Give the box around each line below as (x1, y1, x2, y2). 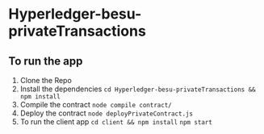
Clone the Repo (19, 76, 73, 85)
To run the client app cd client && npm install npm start (19, 117, 212, 126)
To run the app (8, 54, 83, 68)
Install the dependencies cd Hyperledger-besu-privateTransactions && (19, 84, 256, 94)
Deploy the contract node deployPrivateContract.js (19, 108, 194, 118)
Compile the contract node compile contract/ (19, 100, 172, 109)
